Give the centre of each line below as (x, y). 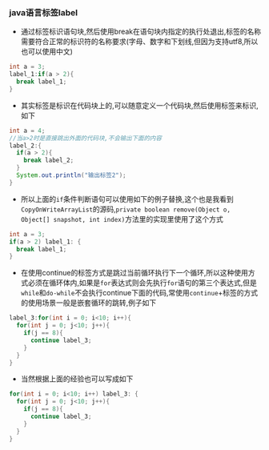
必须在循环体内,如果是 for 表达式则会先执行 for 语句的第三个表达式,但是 (142, 283)
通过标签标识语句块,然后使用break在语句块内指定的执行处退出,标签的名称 (141, 32)
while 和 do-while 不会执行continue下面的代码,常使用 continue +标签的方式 (139, 293)
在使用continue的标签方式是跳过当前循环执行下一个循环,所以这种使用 (134, 273)
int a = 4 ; (27, 131)
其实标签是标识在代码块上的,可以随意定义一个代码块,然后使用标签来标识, (139, 105)
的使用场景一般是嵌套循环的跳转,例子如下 (88, 303)
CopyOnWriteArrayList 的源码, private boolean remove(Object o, (126, 209)
